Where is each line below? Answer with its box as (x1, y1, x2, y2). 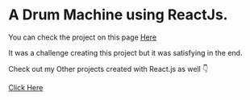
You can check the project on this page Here (8, 32, 157, 42)
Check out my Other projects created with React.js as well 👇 (8, 64, 209, 73)
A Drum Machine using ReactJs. (8, 6, 228, 24)
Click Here (8, 82, 44, 92)
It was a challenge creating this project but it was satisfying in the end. (8, 48, 243, 57)
